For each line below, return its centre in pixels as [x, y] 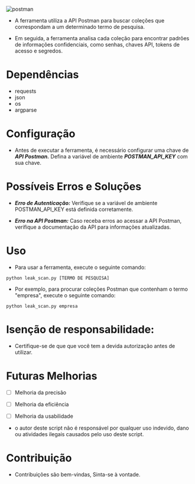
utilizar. [23, 352]
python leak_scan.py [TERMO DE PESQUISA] [58, 278]
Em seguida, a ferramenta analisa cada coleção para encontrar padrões [102, 38]
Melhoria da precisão [40, 392]
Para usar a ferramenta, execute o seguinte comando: [80, 267]
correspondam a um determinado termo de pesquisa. [79, 27]
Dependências [43, 75]
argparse [26, 110]
